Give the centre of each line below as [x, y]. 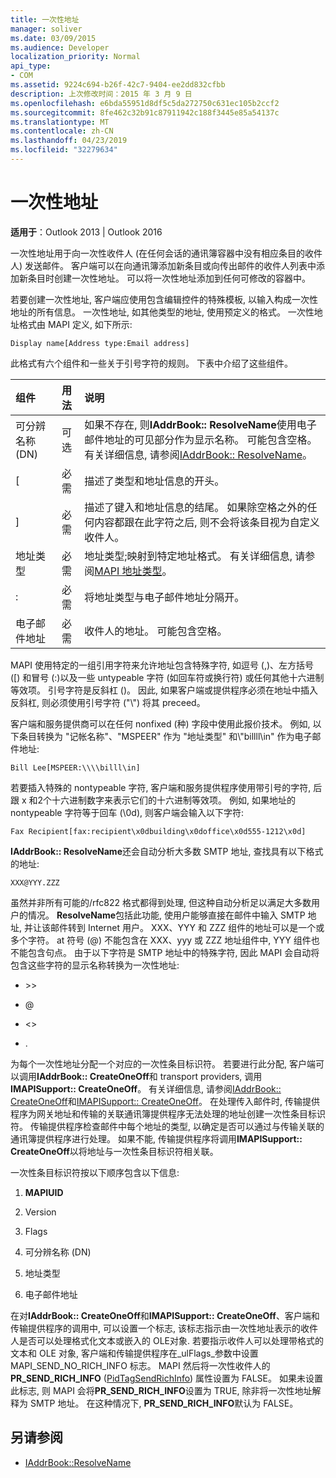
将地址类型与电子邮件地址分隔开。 [164, 597]
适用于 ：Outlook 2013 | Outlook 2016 [86, 232]
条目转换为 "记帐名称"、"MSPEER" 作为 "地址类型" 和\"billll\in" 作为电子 [165, 736]
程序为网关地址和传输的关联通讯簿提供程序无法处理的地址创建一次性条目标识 [168, 1113]
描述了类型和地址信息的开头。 [154, 481]
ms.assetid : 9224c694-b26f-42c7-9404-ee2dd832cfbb [118, 85]
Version [40, 1212]
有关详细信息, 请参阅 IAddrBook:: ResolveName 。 [198, 454]
